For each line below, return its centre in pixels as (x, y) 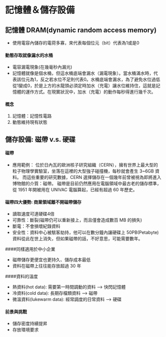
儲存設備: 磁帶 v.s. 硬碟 (40, 139)
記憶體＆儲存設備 (40, 10)
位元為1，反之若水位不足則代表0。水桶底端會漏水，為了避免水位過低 (91, 79)
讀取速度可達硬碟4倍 (33, 214)
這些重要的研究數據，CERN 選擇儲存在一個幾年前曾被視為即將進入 (94, 177)
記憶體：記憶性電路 (32, 116)
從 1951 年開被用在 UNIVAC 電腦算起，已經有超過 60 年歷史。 (75, 190)
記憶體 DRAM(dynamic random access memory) (81, 30)
